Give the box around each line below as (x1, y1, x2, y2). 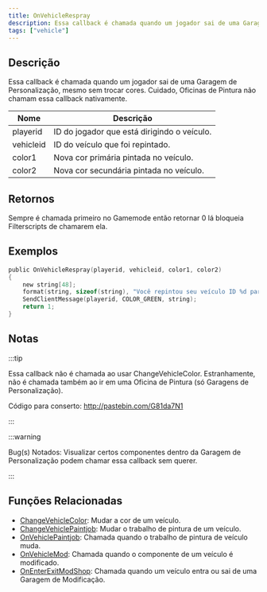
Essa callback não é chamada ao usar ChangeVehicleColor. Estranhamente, (8, 368, 256, 378)
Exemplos (8, 244, 58, 259)
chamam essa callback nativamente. (8, 94, 128, 103)
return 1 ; (22, 303, 56, 311)
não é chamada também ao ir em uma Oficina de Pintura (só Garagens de (8, 377, 249, 387)
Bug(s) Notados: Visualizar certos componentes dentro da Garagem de (8, 447, 242, 457)
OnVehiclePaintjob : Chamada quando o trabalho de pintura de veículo (19, 532, 248, 542)
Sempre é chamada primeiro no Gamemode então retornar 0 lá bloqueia (8, 213, 244, 223)
